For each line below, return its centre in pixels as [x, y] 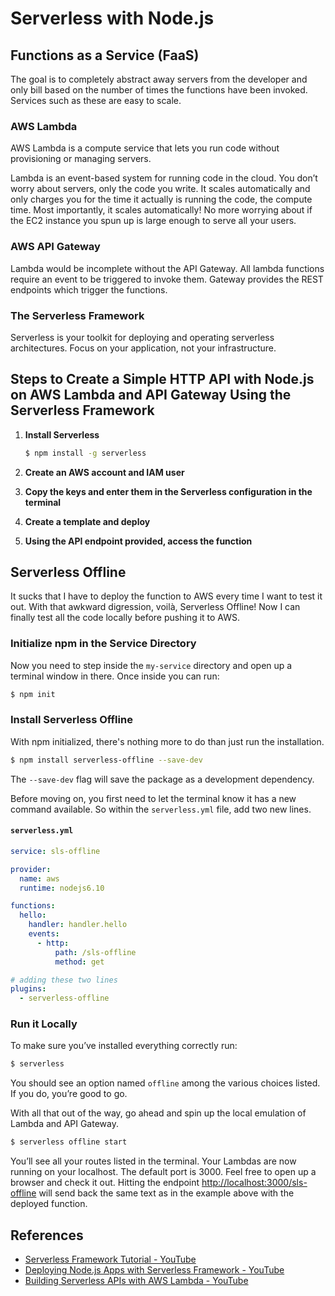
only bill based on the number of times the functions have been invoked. [159, 90]
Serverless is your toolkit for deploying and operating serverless [142, 337]
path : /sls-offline [95, 952]
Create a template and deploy [87, 521]
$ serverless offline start [69, 1142]
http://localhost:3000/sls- [254, 1183]
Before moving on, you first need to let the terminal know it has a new [153, 798]
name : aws [39, 878]
